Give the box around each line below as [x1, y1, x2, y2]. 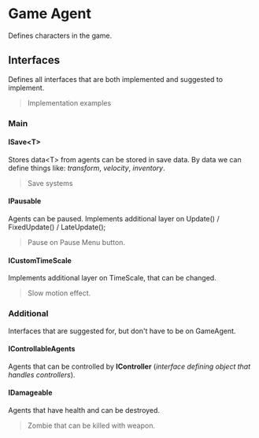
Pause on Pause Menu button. [27, 238, 126, 247]
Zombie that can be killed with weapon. [27, 421, 156, 430]
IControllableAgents [8, 344, 76, 354]
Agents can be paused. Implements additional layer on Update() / [8, 214, 220, 224]
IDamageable [8, 388, 53, 398]
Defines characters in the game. [8, 31, 113, 40]
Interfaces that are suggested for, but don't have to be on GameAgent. [8, 326, 236, 336]
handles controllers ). [8, 369, 76, 379]
